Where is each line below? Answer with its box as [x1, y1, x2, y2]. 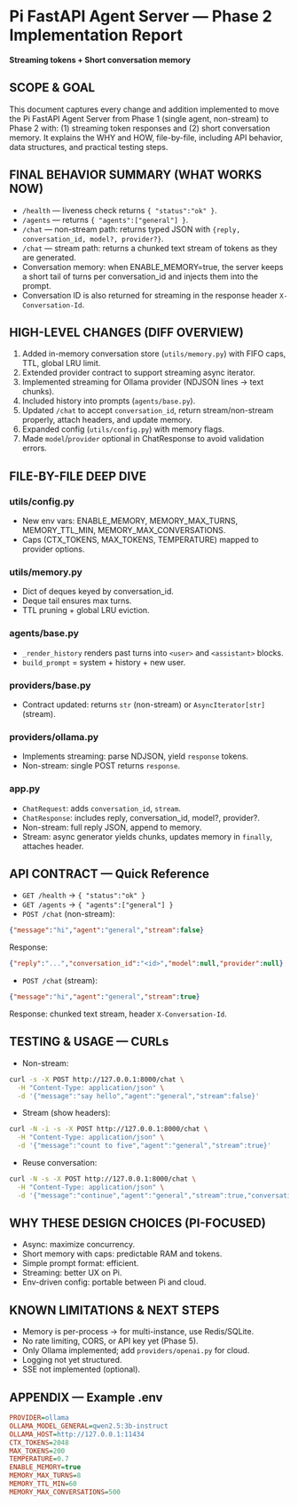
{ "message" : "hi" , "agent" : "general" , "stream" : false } [9, 926, 204, 935]
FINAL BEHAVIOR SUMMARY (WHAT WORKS [9, 167, 263, 183]
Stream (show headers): [21, 1108, 111, 1119]
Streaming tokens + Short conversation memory [9, 54, 191, 65]
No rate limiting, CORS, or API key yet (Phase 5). [21, 1335, 199, 1347]
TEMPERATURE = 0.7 [9, 1454, 69, 1463]
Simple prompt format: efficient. [21, 1258, 139, 1269]
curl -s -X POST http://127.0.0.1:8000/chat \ [9, 1075, 184, 1084]
